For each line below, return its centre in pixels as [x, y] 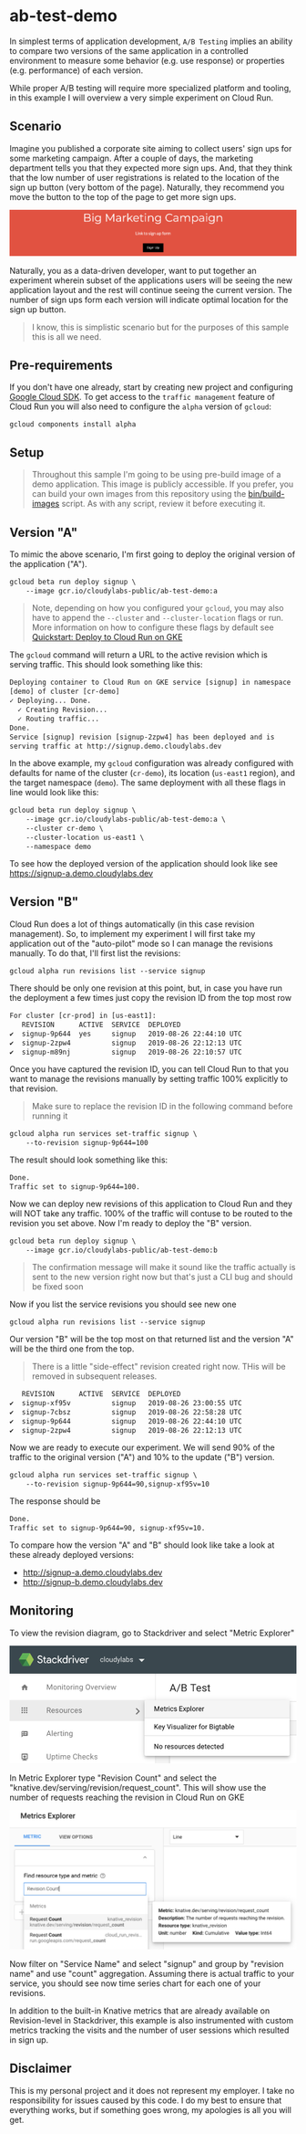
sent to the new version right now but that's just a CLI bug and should [162, 1277]
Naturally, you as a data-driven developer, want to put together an [133, 270]
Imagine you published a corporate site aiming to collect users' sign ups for [151, 148]
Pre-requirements [61, 365]
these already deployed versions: [72, 1554]
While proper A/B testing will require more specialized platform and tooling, [150, 88]
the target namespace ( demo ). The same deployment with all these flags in [148, 783]
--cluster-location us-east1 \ [85, 837]
